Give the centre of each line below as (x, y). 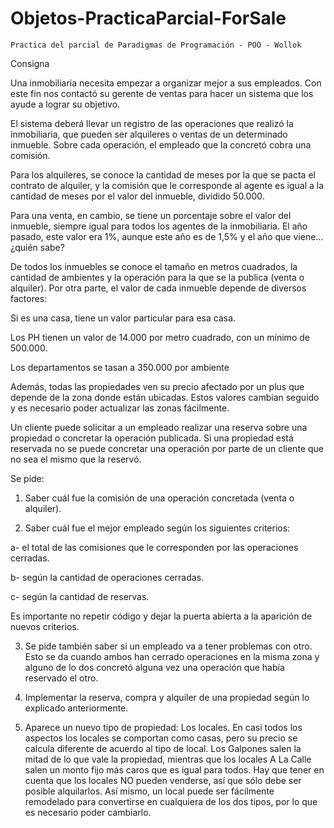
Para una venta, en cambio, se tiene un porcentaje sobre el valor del (151, 215)
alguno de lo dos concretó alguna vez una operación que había (154, 667)
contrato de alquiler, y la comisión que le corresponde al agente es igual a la (167, 185)
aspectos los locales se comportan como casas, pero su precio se (161, 738)
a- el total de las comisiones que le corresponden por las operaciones (154, 547)
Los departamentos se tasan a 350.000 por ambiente (120, 367)
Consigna (30, 63)
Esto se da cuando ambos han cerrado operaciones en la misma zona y (172, 656)
